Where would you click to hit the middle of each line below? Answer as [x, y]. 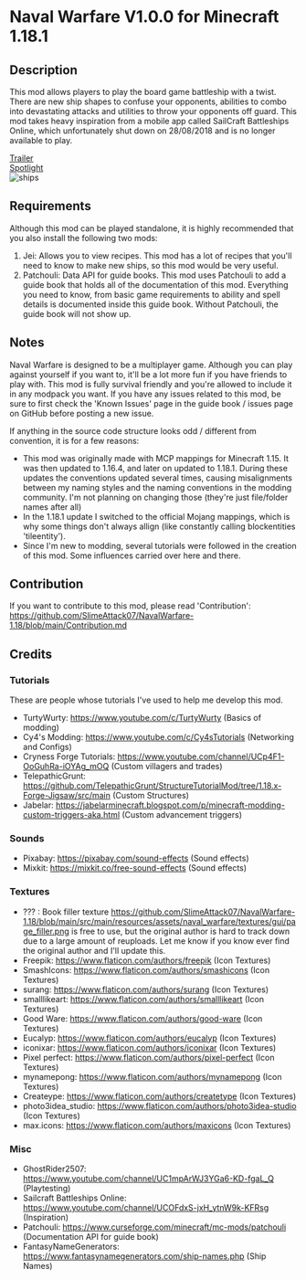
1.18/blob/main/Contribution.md [69, 625]
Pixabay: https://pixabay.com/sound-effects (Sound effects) [136, 858]
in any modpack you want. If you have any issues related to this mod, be [145, 394]
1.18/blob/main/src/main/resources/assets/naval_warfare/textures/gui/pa [159, 921]
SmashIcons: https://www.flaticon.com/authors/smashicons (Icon [146, 969]
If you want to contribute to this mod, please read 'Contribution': [130, 606]
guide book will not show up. [77, 313]
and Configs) [47, 747]
